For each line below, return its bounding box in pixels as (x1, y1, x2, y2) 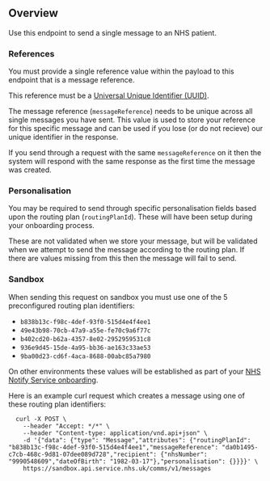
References (8, 48, 55, 59)
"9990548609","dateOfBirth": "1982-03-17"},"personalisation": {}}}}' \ (8, 457, 259, 466)
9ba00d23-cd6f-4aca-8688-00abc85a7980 (19, 352, 151, 361)
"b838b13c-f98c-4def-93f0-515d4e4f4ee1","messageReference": (8, 443, 219, 451)
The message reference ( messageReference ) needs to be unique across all (8, 107, 253, 116)
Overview (8, 6, 59, 20)
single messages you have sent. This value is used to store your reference (8, 115, 256, 124)
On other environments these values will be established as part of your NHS (8, 366, 261, 376)
